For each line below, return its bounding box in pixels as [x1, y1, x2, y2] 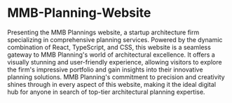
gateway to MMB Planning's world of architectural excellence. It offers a [7, 50, 215, 59]
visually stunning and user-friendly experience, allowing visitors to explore [7, 57, 222, 66]
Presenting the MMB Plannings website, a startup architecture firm [7, 28, 200, 36]
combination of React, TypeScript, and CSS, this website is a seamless [7, 43, 212, 51]
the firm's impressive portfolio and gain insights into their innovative [7, 65, 203, 74]
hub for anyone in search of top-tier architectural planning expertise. [7, 88, 205, 96]
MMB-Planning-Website [7, 5, 151, 21]
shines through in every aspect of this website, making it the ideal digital [7, 80, 216, 88]
